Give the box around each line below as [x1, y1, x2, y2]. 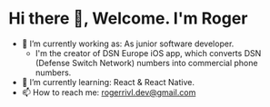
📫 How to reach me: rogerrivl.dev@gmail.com [21, 86, 196, 98]
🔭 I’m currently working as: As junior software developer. [21, 38, 235, 49]
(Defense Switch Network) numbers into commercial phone [35, 57, 258, 68]
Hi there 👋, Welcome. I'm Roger [8, 8, 248, 29]
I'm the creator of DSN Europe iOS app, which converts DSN [35, 47, 262, 58]
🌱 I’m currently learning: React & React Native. [21, 76, 195, 87]
